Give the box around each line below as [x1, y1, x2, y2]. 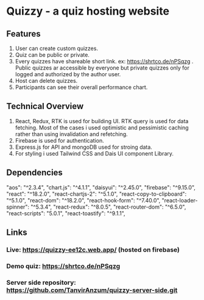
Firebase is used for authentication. [15, 137, 105, 144]
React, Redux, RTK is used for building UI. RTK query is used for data [15, 117, 189, 124]
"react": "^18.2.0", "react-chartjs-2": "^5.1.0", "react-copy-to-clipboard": [6, 190, 187, 198]
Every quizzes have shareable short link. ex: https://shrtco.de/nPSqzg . [15, 58, 194, 65]
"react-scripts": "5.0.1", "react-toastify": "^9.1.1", [6, 209, 126, 217]
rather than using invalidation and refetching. [15, 130, 128, 138]
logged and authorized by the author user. [15, 71, 121, 77]
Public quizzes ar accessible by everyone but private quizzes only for [15, 64, 190, 71]
